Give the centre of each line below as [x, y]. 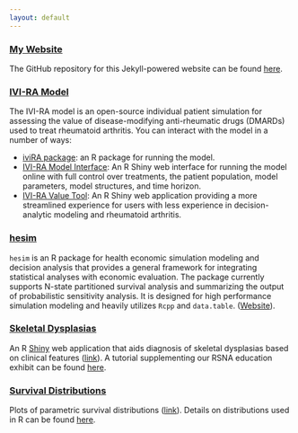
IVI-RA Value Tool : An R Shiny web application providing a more [140, 196]
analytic [37, 215]
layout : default [39, 18]
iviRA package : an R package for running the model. [118, 157]
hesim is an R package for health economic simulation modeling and [135, 258]
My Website [36, 49]
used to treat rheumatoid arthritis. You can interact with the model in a [139, 130]
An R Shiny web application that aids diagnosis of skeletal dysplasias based [149, 348]
